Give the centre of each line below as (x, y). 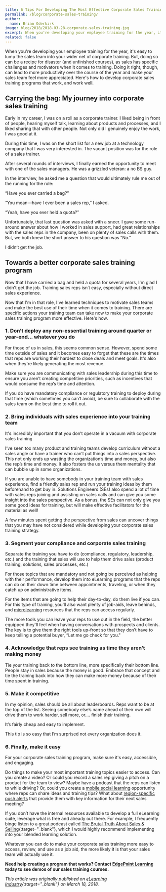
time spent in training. (27, 680)
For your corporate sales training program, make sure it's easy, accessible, (81, 758)
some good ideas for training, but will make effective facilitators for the (77, 505)
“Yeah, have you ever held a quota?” (42, 212)
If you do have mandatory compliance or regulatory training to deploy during (83, 393)
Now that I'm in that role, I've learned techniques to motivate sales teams (79, 302)
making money (23, 654)
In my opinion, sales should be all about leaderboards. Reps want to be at (80, 704)
